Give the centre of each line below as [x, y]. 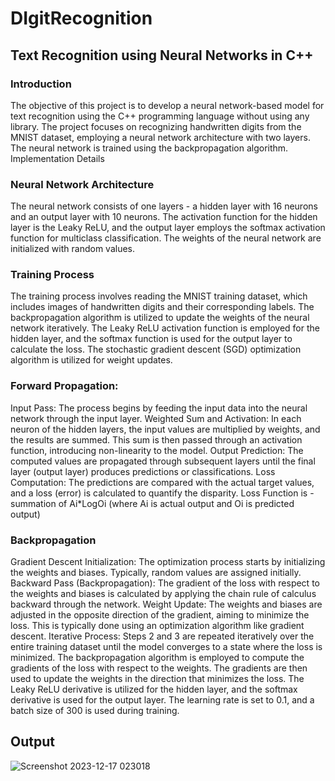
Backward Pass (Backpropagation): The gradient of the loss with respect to [165, 583]
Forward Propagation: [64, 386]
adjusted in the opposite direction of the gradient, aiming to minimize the [160, 615]
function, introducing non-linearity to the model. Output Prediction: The [157, 450]
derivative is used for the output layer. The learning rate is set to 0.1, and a [162, 700]
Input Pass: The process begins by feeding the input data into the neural [159, 408]
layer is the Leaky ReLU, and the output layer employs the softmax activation [168, 228]
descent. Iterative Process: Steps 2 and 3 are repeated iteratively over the [162, 636]
